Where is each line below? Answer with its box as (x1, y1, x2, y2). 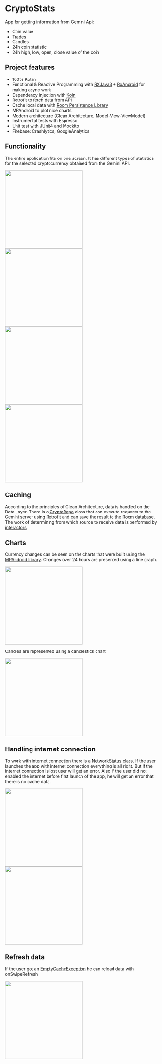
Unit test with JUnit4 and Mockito (12, 123, 79, 129)
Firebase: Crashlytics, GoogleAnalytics (12, 128, 90, 134)
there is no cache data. (5, 779, 51, 784)
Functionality (5, 142, 46, 151)
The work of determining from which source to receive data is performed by (5, 519, 157, 525)
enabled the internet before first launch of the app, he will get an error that (5, 773, 154, 779)
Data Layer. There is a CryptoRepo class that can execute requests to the (5, 509, 151, 515)
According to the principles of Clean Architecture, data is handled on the (5, 504, 150, 510)
